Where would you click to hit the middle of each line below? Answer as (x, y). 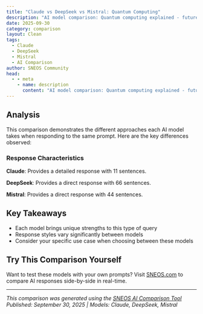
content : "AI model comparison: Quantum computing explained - (104, 91)
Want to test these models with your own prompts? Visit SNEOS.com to (95, 274)
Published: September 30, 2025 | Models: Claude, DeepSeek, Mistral (92, 304)
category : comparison (34, 29)
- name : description (43, 85)
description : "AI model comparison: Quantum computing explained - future (102, 18)
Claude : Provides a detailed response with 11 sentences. (76, 171)
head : (13, 74)
